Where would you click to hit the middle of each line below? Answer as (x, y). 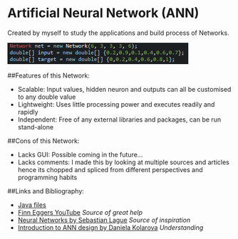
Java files (32, 205)
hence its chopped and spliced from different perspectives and (110, 169)
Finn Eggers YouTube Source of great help (80, 212)
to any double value (47, 97)
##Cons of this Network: (43, 141)
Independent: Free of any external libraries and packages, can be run (119, 119)
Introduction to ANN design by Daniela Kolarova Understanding (110, 227)
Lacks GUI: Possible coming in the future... (80, 154)
